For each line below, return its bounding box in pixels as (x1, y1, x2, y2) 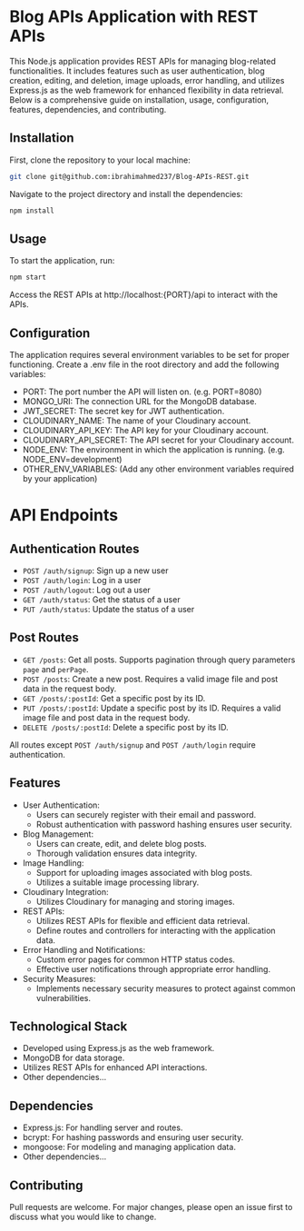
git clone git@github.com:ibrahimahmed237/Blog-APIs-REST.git (9, 172, 250, 181)
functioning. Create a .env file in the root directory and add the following (9, 359, 279, 370)
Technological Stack (9, 1019, 128, 1035)
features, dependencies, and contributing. (9, 104, 167, 114)
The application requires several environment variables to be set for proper (9, 350, 290, 360)
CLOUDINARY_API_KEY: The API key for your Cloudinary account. (22, 425, 270, 435)
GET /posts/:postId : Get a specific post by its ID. (22, 692, 206, 703)
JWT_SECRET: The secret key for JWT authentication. (22, 406, 225, 416)
